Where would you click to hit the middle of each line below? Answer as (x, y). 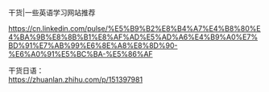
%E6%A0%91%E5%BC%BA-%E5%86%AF (81, 54)
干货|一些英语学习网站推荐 (52, 12)
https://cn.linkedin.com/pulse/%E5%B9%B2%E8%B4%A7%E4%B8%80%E (134, 28)
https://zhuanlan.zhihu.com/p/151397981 (76, 80)
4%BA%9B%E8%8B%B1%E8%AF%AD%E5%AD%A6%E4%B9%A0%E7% (133, 37)
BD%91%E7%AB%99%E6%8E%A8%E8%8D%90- (93, 46)
